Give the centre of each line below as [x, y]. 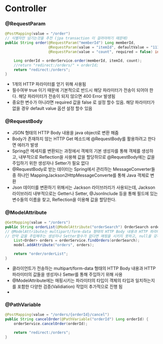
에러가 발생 [28, 145]
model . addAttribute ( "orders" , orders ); [54, 245]
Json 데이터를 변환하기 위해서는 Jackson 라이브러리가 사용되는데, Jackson [83, 187]
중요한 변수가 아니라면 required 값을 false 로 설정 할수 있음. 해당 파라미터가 [83, 102]
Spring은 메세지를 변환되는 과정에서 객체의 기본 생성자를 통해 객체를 [76, 151]
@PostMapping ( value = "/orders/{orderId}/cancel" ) [57, 315]
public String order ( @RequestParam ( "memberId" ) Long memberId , [70, 43]
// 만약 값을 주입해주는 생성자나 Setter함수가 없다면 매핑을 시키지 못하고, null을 [78, 236]
